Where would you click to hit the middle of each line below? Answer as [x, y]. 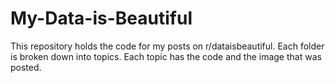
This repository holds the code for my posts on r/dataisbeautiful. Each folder [167, 46]
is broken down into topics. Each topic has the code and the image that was [166, 56]
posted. [26, 67]
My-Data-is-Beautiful [101, 18]
